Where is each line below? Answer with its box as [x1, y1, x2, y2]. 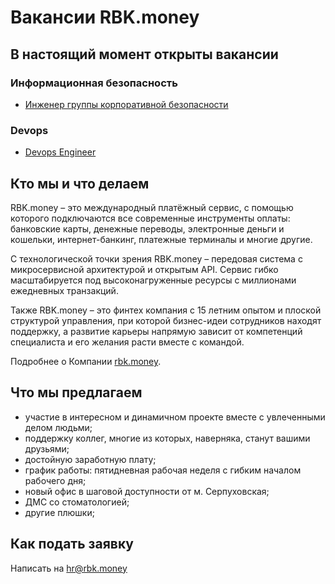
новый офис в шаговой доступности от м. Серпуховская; [24, 485, 270, 497]
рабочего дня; [24, 474, 87, 486]
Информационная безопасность [10, 76, 178, 90]
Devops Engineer [24, 146, 97, 158]
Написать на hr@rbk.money [10, 562, 128, 574]
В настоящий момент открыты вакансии [10, 46, 279, 63]
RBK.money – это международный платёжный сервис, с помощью [10, 201, 294, 213]
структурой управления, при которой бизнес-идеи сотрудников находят [10, 314, 322, 326]
